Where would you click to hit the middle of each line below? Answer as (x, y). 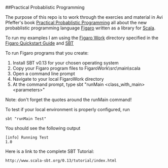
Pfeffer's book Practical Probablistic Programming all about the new (76, 23)
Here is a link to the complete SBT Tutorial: (50, 151)
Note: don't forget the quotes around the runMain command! (69, 99)
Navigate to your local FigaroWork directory (58, 79)
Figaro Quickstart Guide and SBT (40, 43)
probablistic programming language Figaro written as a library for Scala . (80, 28)
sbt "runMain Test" (26, 119)
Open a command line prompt (44, 74)
